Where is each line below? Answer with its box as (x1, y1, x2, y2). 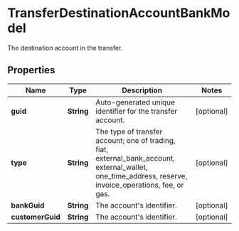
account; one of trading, (95, 135, 176, 145)
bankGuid (11, 200, 45, 210)
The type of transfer (95, 127, 163, 136)
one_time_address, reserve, (95, 171, 188, 181)
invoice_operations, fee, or (95, 180, 184, 190)
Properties (7, 64, 55, 76)
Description (122, 85, 162, 95)
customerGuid (11, 212, 60, 222)
